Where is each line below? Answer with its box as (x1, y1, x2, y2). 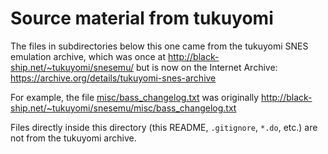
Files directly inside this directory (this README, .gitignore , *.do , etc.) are (10, 121, 318, 133)
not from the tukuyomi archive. (10, 132, 137, 144)
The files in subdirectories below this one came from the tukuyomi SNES (10, 40, 309, 52)
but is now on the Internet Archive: (135, 61, 278, 73)
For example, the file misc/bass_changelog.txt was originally (10, 91, 260, 103)
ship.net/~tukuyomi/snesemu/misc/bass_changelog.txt (10, 102, 237, 114)
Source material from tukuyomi (10, 7, 274, 30)
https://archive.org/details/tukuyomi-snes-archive (10, 72, 217, 84)
